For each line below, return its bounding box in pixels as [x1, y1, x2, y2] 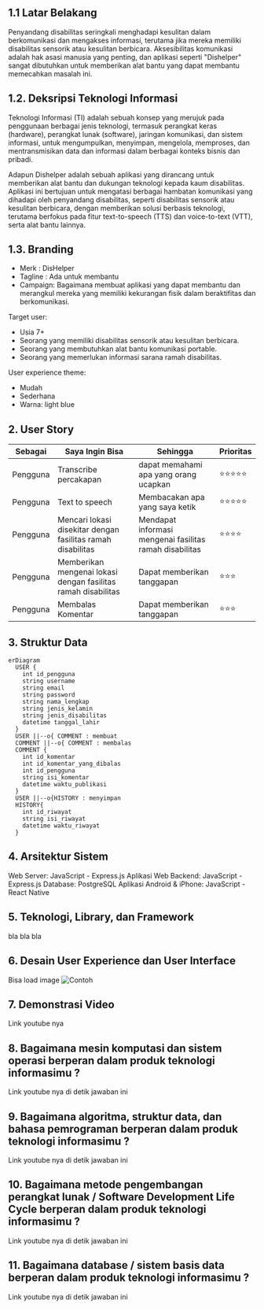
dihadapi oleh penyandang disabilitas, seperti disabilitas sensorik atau [8, 194, 235, 204]
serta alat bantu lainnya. [8, 220, 86, 229]
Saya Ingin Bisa [64, 446, 124, 457]
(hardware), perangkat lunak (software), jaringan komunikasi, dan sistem [8, 129, 244, 139]
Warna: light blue [19, 400, 75, 409]
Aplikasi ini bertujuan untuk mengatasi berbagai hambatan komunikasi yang [8, 187, 253, 196]
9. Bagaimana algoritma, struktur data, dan [8, 1110, 222, 1123]
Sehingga [156, 446, 194, 457]
